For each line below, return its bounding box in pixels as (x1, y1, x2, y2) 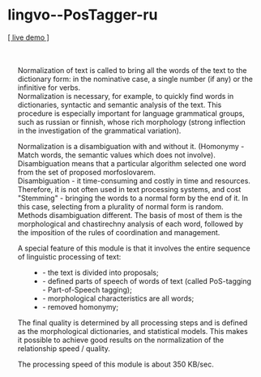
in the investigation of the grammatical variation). (18, 126, 182, 135)
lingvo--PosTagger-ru (7, 6, 158, 24)
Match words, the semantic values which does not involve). (18, 150, 216, 160)
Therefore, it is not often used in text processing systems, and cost (18, 184, 242, 194)
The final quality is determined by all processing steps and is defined (18, 318, 248, 328)
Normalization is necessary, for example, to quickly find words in (18, 91, 234, 101)
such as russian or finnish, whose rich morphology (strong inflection (18, 117, 246, 126)
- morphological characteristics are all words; (42, 293, 195, 303)
